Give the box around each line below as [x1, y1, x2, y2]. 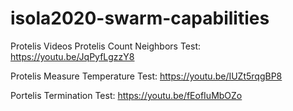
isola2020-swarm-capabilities [10, 7, 270, 30]
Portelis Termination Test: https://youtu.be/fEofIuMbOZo [10, 89, 243, 101]
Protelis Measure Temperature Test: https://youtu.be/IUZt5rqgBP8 [10, 70, 283, 82]
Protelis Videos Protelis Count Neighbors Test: [10, 40, 202, 52]
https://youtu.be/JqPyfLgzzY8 [10, 50, 135, 62]
